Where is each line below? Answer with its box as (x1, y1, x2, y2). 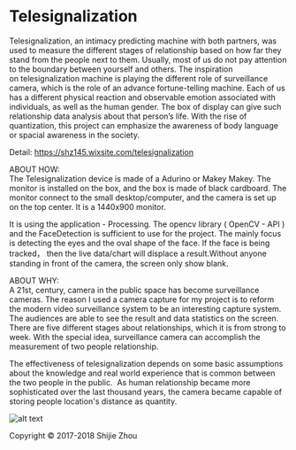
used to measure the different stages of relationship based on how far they (9, 44, 282, 55)
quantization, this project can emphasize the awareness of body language (9, 120, 278, 130)
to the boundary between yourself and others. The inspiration (9, 64, 233, 74)
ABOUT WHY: (9, 275, 59, 285)
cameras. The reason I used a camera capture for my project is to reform (9, 294, 275, 305)
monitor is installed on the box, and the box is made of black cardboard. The (9, 182, 287, 193)
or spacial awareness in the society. (9, 129, 140, 140)
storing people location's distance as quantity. (9, 396, 178, 407)
